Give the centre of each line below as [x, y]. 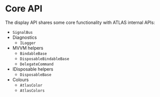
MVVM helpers [28, 48]
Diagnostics [25, 37]
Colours [20, 80]
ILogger [28, 43]
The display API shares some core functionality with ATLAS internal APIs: [80, 22]
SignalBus [23, 32]
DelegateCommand [37, 64]
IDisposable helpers [33, 69]
